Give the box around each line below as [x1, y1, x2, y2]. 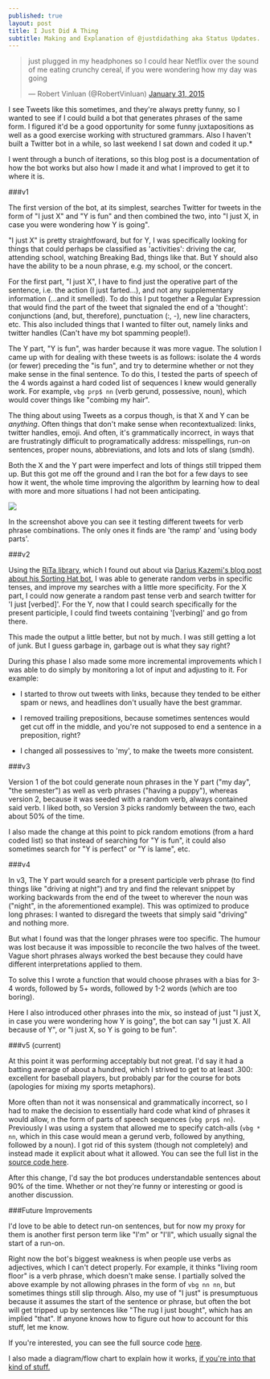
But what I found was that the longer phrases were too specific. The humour [8, 934, 261, 943]
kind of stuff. [8, 1362, 51, 1372]
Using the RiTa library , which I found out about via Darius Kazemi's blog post [8, 565, 262, 575]
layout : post [8, 19, 52, 27]
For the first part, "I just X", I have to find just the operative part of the [8, 277, 239, 287]
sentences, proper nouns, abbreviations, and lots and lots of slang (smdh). [8, 445, 255, 455]
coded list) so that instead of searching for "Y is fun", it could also [8, 835, 227, 846]
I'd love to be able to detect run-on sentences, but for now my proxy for [8, 1221, 246, 1231]
